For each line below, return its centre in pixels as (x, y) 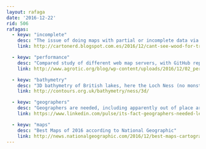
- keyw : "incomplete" (40, 35)
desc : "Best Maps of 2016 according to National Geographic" (97, 130)
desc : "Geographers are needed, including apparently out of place (105, 108)
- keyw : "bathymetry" (40, 80)
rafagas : (17, 29)
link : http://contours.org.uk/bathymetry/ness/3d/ (83, 91)
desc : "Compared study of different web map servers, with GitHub (104, 63)
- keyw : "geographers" (41, 102)
